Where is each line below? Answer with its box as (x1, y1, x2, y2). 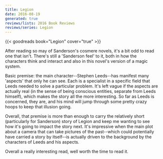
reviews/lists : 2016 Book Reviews (5, 20, 75, 26)
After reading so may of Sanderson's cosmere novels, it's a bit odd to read (5, 48, 154, 54)
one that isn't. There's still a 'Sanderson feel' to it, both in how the (5, 53, 137, 59)
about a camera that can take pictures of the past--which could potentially (5, 129, 154, 135)
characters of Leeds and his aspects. (5, 139, 79, 145)
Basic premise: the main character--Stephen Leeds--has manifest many (5, 73, 149, 79)
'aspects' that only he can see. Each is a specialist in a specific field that (5, 78, 150, 84)
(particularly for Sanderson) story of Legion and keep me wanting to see (5, 119, 150, 124)
